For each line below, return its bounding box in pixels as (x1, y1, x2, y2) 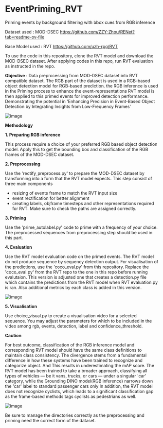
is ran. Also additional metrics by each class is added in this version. (5, 284, 142, 290)
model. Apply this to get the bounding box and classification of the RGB (5, 146, 148, 152)
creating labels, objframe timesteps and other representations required (12, 200, 154, 206)
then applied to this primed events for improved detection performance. (5, 93, 149, 99)
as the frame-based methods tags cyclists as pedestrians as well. (5, 394, 137, 399)
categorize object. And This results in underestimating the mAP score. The (5, 362, 155, 368)
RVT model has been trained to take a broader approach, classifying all (5, 368, 147, 374)
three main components (5, 181, 53, 187)
